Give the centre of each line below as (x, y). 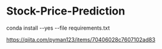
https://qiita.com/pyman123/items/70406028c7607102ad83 (81, 39)
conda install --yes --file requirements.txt (58, 28)
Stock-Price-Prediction (66, 11)
